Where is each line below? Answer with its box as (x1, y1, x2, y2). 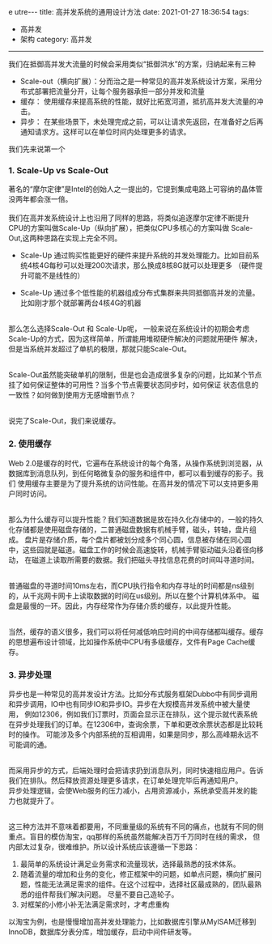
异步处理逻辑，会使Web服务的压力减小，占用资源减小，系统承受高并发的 (8, 785, 251, 795)
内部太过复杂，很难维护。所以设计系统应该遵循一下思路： (8, 841, 200, 852)
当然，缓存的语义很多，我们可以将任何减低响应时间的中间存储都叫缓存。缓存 (8, 627, 264, 636)
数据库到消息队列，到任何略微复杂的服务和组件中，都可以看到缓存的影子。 (8, 468, 257, 478)
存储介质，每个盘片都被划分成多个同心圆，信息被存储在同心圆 (45, 534, 252, 544)
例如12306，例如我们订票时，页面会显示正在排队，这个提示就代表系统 (23, 709, 258, 719)
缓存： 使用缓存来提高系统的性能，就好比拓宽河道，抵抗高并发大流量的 (19, 96, 257, 106)
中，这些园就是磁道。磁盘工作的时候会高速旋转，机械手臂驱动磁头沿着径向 (8, 545, 257, 555)
